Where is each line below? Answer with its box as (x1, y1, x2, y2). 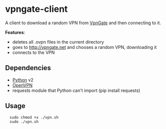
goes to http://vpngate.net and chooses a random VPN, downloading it (12, 44, 157, 50)
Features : (5, 29, 25, 35)
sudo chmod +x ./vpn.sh (9, 115, 58, 120)
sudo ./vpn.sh (9, 119, 39, 124)
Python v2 (12, 77, 34, 83)
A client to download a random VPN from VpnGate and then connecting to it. (5, 20, 161, 26)
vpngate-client (5, 3, 68, 15)
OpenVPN (12, 82, 33, 88)
